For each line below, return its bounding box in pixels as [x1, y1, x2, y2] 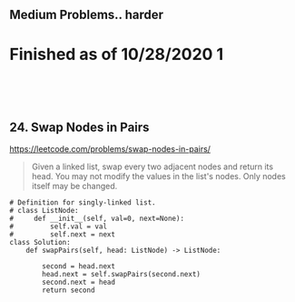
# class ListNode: [9, 206, 79, 216]
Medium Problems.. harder [9, 7, 164, 23]
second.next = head [42, 277, 116, 287]
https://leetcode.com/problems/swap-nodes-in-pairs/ [9, 144, 211, 155]
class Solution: [9, 238, 71, 247]
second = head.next [42, 262, 116, 271]
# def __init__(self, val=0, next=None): [9, 214, 184, 224]
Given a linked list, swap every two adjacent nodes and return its [31, 161, 274, 172]
